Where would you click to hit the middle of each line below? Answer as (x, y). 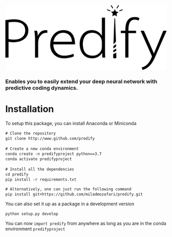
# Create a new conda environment (42, 149)
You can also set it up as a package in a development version (70, 204)
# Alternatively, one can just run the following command (68, 189)
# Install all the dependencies (40, 169)
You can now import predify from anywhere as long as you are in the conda (86, 223)
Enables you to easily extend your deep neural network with (81, 81)
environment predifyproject (35, 229)
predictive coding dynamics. (42, 88)
